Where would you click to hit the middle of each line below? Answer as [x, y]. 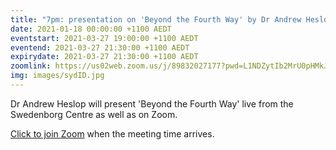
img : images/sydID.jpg [57, 76]
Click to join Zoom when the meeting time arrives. [112, 133]
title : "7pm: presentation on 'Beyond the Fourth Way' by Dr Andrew [156, 19]
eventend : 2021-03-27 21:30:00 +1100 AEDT [100, 47]
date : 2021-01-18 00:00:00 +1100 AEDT [91, 29]
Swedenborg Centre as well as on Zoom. [94, 114]
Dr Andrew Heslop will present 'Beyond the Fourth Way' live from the [152, 103]
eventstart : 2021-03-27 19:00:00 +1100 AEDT [104, 38]
